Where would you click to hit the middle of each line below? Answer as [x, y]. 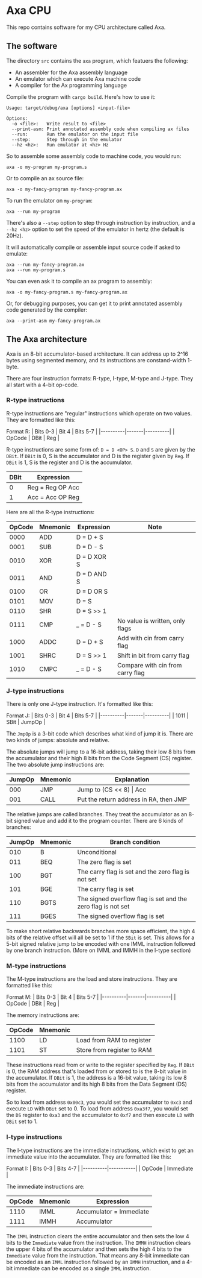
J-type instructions [35, 691]
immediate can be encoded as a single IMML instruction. [83, 1268]
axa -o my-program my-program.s [47, 167]
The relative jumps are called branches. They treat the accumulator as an [97, 814]
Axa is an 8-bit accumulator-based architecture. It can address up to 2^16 [97, 354]
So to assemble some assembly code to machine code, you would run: [94, 156]
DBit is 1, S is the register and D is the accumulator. [69, 462]
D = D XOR [91, 556]
